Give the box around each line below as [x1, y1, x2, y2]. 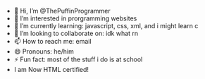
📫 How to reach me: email [13, 37, 92, 45]
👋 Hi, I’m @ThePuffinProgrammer [13, 7, 111, 15]
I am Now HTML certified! [13, 66, 89, 73]
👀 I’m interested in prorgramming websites [13, 14, 137, 23]
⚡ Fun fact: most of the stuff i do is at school [13, 55, 143, 63]
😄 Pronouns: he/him [13, 47, 74, 56]
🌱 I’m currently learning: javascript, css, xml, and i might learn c [13, 22, 199, 30]
